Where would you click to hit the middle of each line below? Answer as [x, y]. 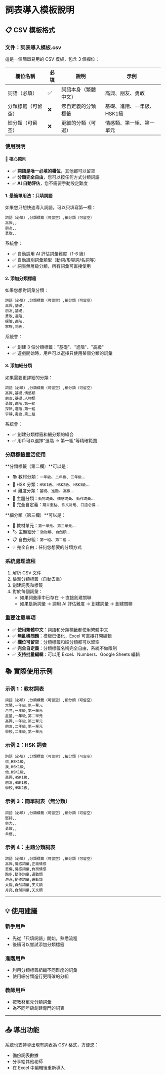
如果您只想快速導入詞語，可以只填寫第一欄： [51, 208]
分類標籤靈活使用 [25, 454]
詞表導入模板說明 [40, 10]
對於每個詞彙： [27, 592]
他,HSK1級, [16, 772]
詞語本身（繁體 [79, 89]
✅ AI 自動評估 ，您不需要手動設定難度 [50, 183]
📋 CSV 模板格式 [30, 30]
